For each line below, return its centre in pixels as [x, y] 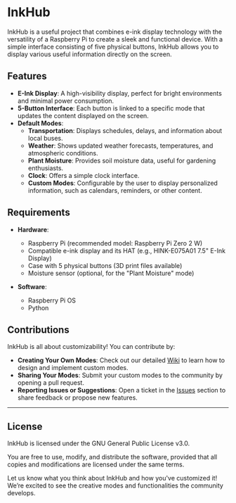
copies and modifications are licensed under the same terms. [96, 464]
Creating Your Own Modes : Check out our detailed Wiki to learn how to [121, 360]
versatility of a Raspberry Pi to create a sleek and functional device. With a [115, 39]
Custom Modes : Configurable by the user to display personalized [123, 183]
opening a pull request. [51, 383]
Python [38, 307]
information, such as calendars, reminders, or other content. [115, 190]
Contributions [38, 330]
